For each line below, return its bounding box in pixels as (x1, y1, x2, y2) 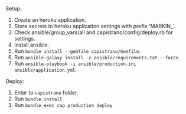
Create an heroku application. (14, 16, 87, 23)
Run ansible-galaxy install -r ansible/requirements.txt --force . (14, 54, 181, 61)
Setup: (5, 5, 22, 12)
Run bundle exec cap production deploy (14, 102, 113, 108)
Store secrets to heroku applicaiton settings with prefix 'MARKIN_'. (14, 23, 176, 29)
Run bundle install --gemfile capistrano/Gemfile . (14, 48, 141, 55)
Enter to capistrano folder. (14, 89, 79, 96)
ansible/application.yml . (14, 66, 77, 73)
